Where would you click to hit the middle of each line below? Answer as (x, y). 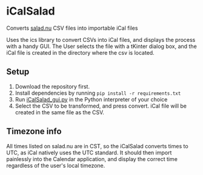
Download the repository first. (52, 86)
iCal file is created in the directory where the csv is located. (80, 52)
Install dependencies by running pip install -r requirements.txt (98, 93)
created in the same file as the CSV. (60, 112)
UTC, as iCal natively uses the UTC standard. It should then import (89, 153)
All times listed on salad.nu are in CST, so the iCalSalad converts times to (98, 146)
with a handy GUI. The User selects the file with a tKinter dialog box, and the (101, 46)
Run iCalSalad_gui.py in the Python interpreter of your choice (91, 99)
